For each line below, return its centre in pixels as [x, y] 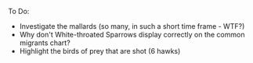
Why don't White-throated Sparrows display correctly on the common [132, 35]
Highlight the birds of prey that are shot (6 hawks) [100, 51]
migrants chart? [45, 43]
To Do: [19, 11]
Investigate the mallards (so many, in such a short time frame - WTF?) [132, 26]
